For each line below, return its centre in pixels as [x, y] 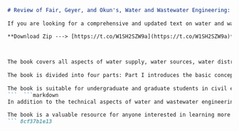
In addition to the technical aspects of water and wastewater [103, 102]
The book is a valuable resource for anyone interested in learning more [119, 115]
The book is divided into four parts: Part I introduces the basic [110, 75]
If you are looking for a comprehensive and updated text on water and [116, 23]
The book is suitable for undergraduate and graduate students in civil [117, 88]
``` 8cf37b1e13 [30, 122]
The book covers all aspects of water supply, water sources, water [111, 62]
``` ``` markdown [33, 95]
